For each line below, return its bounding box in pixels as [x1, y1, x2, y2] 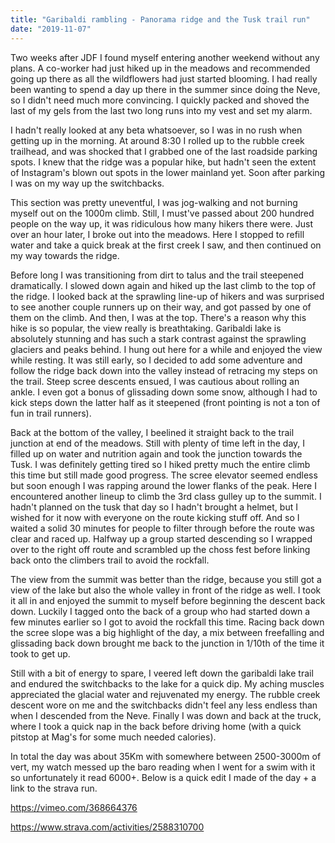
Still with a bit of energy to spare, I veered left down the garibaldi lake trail [10, 667, 314, 679]
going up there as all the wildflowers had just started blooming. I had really [10, 72, 318, 85]
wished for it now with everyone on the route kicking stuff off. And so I [10, 511, 300, 523]
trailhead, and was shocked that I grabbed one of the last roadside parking [10, 145, 318, 157]
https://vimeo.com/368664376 [10, 801, 138, 813]
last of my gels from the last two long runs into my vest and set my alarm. [10, 104, 313, 116]
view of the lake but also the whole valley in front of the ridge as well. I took [10, 584, 322, 596]
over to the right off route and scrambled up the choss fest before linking [10, 543, 311, 555]
